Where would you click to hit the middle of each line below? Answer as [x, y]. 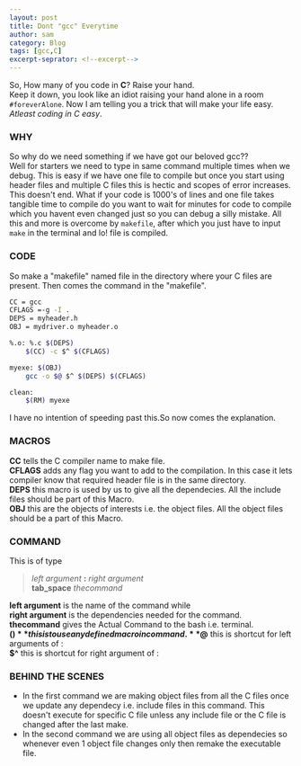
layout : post [34, 18]
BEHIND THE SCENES [57, 676]
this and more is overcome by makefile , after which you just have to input [145, 223]
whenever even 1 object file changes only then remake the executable [151, 744]
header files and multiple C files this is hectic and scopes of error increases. [150, 185]
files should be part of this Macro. [72, 499]
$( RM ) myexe [48, 401]
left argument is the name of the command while [100, 605]
